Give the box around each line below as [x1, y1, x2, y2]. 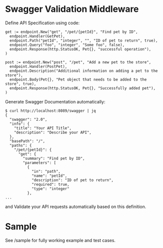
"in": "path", [31, 169, 61, 174]
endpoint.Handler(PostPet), [9, 64, 68, 69]
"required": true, [31, 182, 70, 187]
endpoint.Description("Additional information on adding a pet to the [9, 68, 158, 73]
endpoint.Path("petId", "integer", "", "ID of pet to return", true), [9, 38, 158, 43]
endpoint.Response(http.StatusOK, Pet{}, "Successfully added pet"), [9, 86, 156, 91]
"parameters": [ [23, 160, 56, 165]
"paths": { [9, 143, 32, 148]
